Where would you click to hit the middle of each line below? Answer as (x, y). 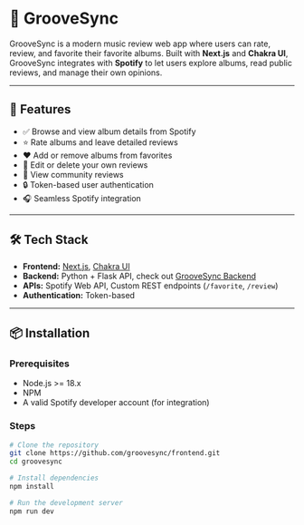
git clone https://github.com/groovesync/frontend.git (115, 453)
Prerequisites (39, 364)
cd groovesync (36, 462)
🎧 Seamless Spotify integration (82, 198)
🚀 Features (40, 109)
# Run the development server (66, 502)
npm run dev (32, 511)
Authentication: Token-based (79, 295)
